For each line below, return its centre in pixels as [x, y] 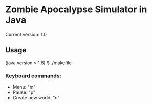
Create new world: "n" [36, 98]
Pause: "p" [24, 92]
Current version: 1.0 [26, 34]
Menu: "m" [24, 87]
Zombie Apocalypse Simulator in [76, 9]
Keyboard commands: [34, 76]
